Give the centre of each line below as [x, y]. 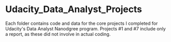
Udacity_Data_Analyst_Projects [74, 9]
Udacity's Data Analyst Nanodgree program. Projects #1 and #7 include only [85, 28]
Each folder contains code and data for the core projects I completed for [81, 23]
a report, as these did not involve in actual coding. [58, 34]
